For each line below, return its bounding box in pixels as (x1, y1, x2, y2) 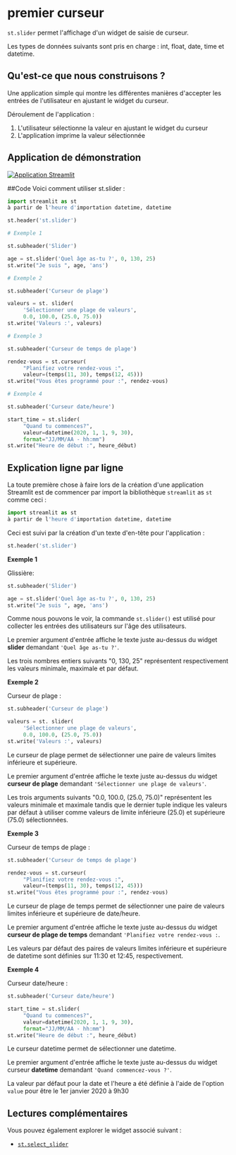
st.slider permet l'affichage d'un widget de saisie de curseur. (7, 28, 189, 37)
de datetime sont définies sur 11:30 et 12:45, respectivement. (7, 952, 184, 960)
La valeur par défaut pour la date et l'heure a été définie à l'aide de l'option (7, 1079, 224, 1088)
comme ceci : (7, 496, 47, 504)
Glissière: (7, 569, 35, 577)
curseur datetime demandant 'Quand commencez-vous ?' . (7, 1065, 173, 1074)
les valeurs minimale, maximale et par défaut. (7, 664, 139, 673)
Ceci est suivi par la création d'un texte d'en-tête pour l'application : (7, 528, 205, 537)
